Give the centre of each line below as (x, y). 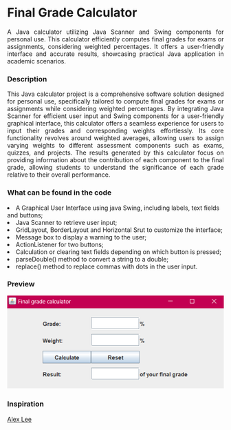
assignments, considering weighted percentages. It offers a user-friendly (115, 46)
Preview (21, 284)
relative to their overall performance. (59, 175)
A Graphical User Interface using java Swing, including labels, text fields (118, 208)
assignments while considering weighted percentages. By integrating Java (115, 109)
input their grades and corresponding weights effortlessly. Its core (115, 131)
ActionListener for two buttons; (60, 244)
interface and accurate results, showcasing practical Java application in (115, 54)
